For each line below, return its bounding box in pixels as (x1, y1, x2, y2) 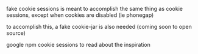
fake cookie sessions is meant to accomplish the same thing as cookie (6, 5, 183, 12)
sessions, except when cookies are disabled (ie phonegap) (6, 11, 154, 19)
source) (6, 29, 26, 37)
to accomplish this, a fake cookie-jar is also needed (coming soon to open (6, 23, 192, 30)
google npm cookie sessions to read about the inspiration (6, 41, 151, 48)
